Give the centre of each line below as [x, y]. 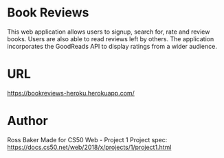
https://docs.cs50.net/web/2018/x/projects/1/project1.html [89, 147]
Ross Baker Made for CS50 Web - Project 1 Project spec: [87, 139]
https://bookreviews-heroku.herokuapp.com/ [71, 93]
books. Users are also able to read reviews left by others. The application [111, 38]
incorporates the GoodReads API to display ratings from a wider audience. [112, 46]
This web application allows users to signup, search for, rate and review [109, 32]
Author [27, 121]
